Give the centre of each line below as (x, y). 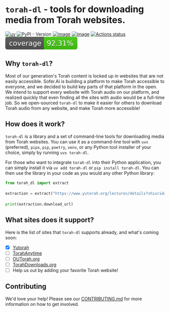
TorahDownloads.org (34, 264)
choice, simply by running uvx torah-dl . (47, 152)
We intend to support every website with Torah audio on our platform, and (82, 92)
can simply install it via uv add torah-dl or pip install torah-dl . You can (82, 168)
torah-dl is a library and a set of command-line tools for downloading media (85, 136)
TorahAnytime (27, 253)
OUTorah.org (26, 259)
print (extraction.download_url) (39, 204)
